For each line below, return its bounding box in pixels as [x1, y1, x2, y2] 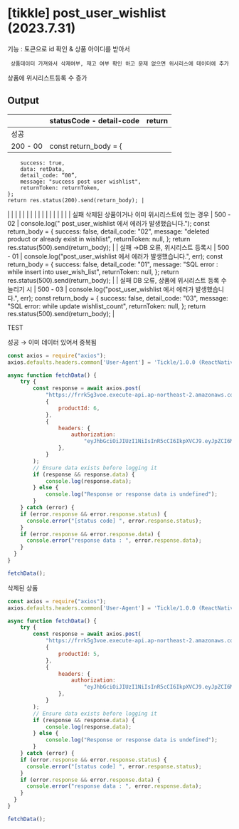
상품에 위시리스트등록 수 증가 [7, 73, 87, 82]
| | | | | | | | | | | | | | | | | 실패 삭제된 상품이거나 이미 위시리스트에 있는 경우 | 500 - [7, 210, 231, 219]
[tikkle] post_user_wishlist [7, 5, 166, 21]
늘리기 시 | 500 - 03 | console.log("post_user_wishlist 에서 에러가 [7, 285, 194, 293]
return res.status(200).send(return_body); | [7, 197, 144, 204]
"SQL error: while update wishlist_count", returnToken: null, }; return [7, 301, 206, 311]
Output [7, 95, 39, 107]
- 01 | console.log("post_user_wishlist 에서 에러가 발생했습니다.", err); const [7, 251, 223, 261]
